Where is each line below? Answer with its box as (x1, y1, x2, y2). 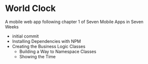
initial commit (12, 33, 39, 39)
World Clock (5, 3, 56, 14)
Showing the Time (19, 53, 56, 59)
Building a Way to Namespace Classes (19, 49, 97, 54)
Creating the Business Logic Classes (12, 43, 86, 49)
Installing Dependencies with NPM (12, 38, 81, 44)
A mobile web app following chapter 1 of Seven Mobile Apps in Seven (5, 19, 144, 25)
